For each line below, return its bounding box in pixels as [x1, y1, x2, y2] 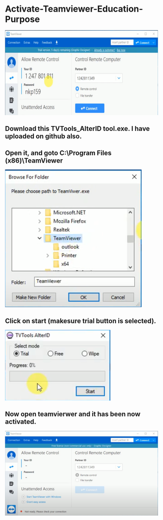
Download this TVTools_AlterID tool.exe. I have [5, 125, 150, 133]
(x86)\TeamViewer [5, 156, 63, 165]
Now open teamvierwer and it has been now [5, 410, 141, 418]
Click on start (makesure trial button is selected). [5, 316, 156, 325]
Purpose [5, 14, 40, 25]
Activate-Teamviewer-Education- [5, 3, 143, 15]
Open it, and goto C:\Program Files [5, 149, 112, 157]
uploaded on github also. [5, 132, 82, 141]
